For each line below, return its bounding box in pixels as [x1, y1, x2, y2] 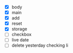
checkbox [11, 32, 32, 37]
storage [11, 26, 27, 32]
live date [11, 37, 29, 43]
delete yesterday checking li [11, 42, 69, 48]
